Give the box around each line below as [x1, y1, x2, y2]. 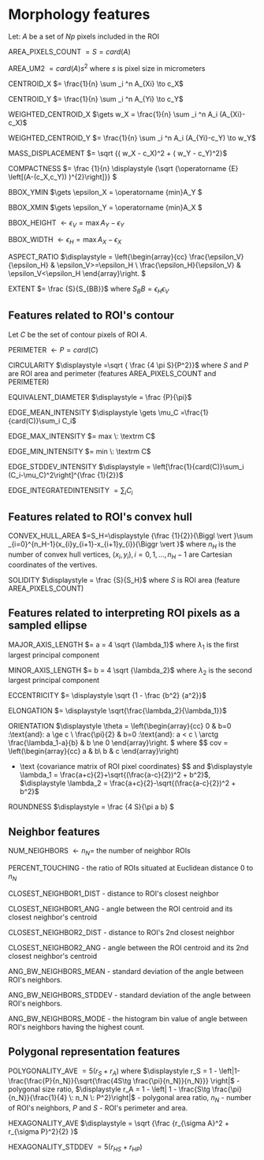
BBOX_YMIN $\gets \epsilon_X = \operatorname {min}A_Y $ [8, 187, 203, 196]
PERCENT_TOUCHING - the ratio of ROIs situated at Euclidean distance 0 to [8, 863, 254, 873]
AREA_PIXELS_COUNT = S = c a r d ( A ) [8, 47, 132, 56]
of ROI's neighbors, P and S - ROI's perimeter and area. [8, 1103, 188, 1113]
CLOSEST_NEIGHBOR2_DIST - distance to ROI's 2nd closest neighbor [8, 927, 235, 937]
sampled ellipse [8, 619, 87, 632]
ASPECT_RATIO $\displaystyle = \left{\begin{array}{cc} [8, 252, 188, 262]
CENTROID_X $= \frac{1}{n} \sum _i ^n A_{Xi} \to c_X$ [8, 79, 184, 88]
